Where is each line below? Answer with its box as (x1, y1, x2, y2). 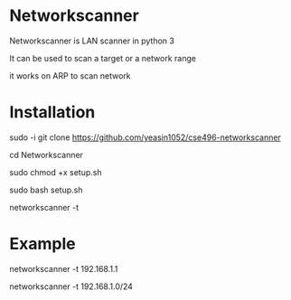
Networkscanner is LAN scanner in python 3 (9, 35, 174, 46)
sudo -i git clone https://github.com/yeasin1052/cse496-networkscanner (9, 132, 282, 143)
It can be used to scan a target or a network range (9, 52, 197, 63)
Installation (9, 102, 96, 123)
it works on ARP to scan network (9, 70, 131, 81)
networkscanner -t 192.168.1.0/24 (9, 281, 134, 292)
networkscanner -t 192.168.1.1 (9, 263, 118, 274)
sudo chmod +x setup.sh (9, 166, 102, 177)
